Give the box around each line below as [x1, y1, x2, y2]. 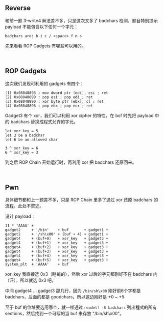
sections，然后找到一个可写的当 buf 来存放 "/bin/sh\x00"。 [5, 311, 124, 317]
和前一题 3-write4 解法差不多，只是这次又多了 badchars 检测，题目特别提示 [5, 17, 158, 24]
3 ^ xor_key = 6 [5, 146, 38, 150]
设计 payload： [5, 213, 36, 219]
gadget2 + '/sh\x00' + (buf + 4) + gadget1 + [5, 232, 109, 237]
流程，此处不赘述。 [5, 203, 44, 209]
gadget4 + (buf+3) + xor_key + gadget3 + [5, 249, 109, 254]
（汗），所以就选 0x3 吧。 [5, 277, 56, 283]
